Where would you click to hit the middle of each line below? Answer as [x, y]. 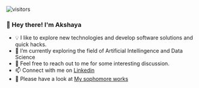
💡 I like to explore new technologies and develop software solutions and [104, 38]
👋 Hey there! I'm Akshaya [44, 25]
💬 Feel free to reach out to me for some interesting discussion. [92, 63]
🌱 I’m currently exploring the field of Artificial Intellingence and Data [99, 51]
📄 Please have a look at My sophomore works [72, 79]
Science [25, 57]
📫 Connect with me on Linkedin [55, 70]
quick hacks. [31, 44]
